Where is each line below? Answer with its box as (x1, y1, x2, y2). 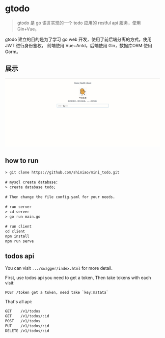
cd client (5, 229, 26, 234)
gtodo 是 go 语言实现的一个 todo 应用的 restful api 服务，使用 (17, 20, 141, 26)
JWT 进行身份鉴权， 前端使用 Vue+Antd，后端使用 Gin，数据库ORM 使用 (5, 42, 152, 48)
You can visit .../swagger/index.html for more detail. (5, 265, 113, 271)
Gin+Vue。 (17, 26, 39, 32)
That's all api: (5, 298, 32, 305)
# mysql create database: (5, 180, 58, 185)
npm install (5, 234, 29, 239)
